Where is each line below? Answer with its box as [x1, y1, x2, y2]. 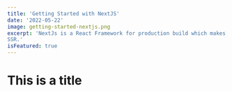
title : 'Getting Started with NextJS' [7, 10, 120, 17]
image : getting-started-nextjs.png [7, 23, 111, 30]
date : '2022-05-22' [7, 17, 64, 24]
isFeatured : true [7, 43, 58, 49]
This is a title [7, 72, 82, 89]
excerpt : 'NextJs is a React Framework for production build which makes [7, 29, 226, 37]
